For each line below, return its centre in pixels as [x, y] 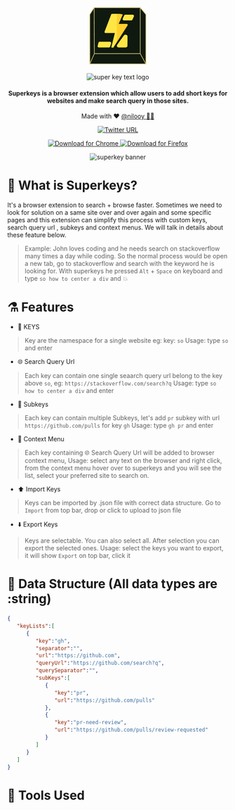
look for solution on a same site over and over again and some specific [109, 213]
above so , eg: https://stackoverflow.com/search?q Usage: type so [120, 384]
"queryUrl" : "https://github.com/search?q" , [100, 663]
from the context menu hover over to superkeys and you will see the [123, 468]
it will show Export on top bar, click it [78, 556]
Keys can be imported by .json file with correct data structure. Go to [122, 503]
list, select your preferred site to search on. [87, 476]
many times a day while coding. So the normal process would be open [126, 256]
